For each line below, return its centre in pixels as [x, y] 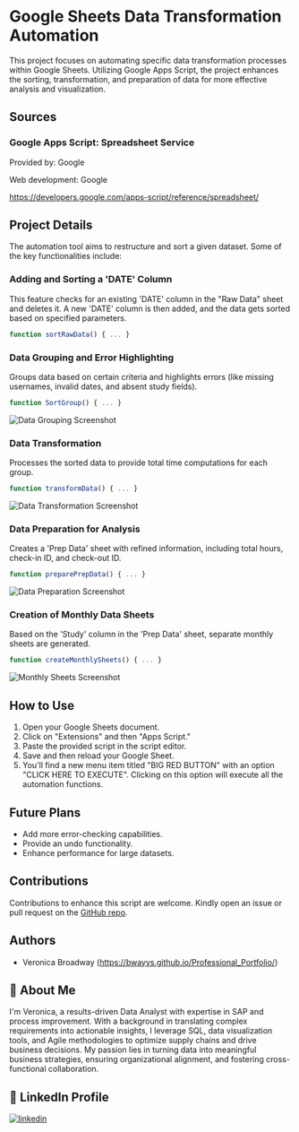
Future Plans [45, 812]
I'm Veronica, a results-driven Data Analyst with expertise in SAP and [137, 1012]
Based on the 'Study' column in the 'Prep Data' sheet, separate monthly [141, 635]
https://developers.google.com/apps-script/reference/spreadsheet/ [134, 197]
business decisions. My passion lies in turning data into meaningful [133, 1050]
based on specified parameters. [68, 318]
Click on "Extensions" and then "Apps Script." [106, 737]
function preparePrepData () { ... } [77, 575]
